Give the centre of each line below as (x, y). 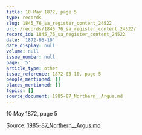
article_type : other (32, 68)
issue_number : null (31, 57)
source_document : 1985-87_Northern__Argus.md (64, 96)
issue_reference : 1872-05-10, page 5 (54, 74)
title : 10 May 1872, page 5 (42, 12)
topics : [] (20, 91)
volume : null (23, 51)
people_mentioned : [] (34, 79)
